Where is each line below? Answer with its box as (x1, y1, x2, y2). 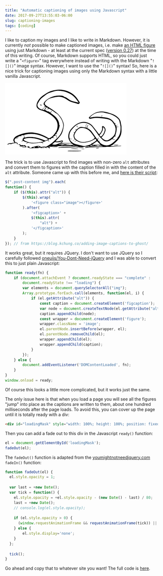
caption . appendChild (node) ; (39, 311, 97, 316)
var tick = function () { (9, 490, 60, 495)
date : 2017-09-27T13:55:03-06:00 (5, 13, 73, 18)
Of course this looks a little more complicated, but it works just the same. (5, 386, 151, 392)
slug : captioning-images (5, 18, 55, 23)
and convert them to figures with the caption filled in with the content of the (5, 164, 156, 170)
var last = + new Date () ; (9, 485, 60, 490)
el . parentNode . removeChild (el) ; (39, 332, 105, 337)
